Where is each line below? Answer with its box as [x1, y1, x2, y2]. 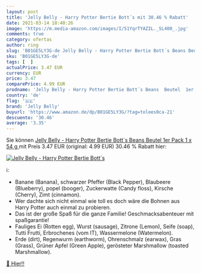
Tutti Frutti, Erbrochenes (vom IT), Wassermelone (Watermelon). [14, 229, 173, 236]
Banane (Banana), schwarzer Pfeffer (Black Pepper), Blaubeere [14, 178, 171, 186]
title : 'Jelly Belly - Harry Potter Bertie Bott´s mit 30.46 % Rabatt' [6, 14, 188, 20]
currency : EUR [6, 70, 42, 76]
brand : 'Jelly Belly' [6, 103, 60, 110]
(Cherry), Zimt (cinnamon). [14, 191, 81, 198]
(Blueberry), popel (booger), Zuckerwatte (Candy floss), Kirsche [14, 185, 173, 192]
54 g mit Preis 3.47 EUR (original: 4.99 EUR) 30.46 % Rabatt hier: [6, 143, 167, 150]
